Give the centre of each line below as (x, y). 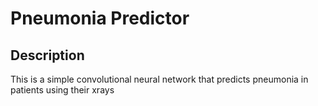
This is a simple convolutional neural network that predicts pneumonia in (159, 79)
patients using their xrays (62, 90)
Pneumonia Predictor (100, 18)
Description (47, 55)
